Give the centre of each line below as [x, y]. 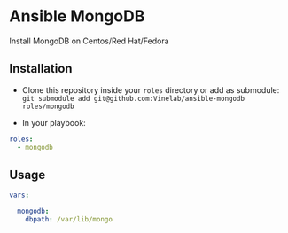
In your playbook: [54, 122]
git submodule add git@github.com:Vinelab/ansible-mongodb [133, 98]
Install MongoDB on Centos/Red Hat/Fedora [90, 41]
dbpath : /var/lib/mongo [69, 220]
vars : [19, 195]
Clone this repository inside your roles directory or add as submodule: [151, 89]
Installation [41, 69]
